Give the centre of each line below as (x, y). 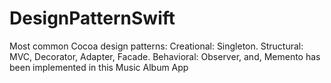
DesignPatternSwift (92, 18)
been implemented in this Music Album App (99, 67)
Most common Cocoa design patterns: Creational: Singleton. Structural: (156, 46)
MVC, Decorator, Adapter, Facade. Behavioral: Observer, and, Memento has (165, 56)
